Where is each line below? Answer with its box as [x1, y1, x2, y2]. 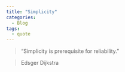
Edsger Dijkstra [20, 59, 59, 67]
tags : [6, 25, 20, 32]
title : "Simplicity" [6, 8, 58, 15]
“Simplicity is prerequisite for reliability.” [20, 47, 120, 55]
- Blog [11, 20, 28, 26]
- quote [11, 31, 31, 37]
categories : [6, 14, 36, 20]
